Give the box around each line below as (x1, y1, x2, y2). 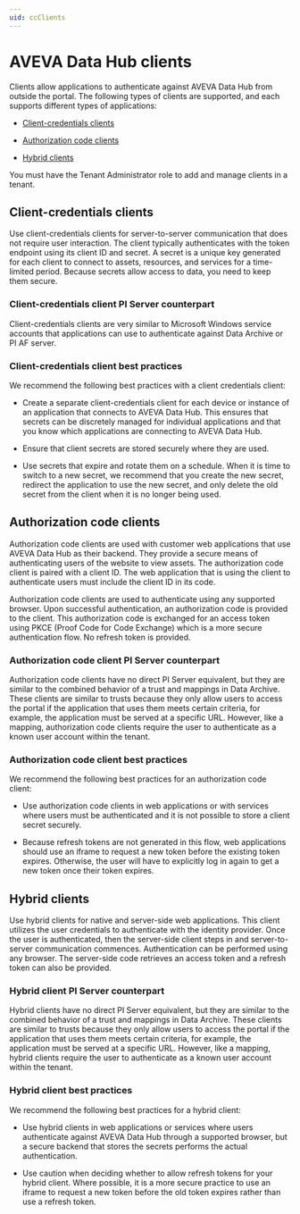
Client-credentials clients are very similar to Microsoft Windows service (9, 318, 272, 329)
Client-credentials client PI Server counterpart (9, 298, 215, 311)
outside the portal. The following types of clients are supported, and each (9, 90, 280, 101)
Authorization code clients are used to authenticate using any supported (9, 593, 275, 604)
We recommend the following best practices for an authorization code (9, 774, 267, 784)
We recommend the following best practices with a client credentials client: (9, 380, 286, 390)
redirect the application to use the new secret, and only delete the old (21, 479, 279, 490)
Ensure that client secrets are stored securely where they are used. (21, 443, 270, 454)
